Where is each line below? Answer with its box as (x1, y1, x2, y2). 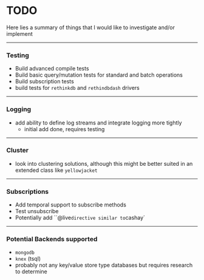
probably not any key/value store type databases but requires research (15, 262, 193, 269)
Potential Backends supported (6, 235, 98, 244)
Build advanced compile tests (15, 65, 89, 72)
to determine (15, 268, 47, 275)
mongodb (15, 250, 35, 256)
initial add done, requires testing (24, 125, 105, 132)
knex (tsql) (15, 255, 41, 262)
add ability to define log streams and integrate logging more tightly (15, 119, 182, 126)
